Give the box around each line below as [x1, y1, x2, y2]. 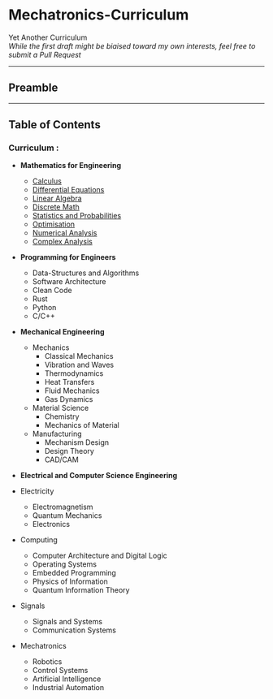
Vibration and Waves [44, 360, 115, 370]
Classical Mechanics [44, 352, 114, 361]
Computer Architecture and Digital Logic [32, 550, 168, 561]
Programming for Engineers [19, 252, 116, 262]
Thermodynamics [44, 369, 104, 378]
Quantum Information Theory [32, 585, 130, 595]
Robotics [32, 657, 63, 667]
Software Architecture [32, 277, 106, 287]
